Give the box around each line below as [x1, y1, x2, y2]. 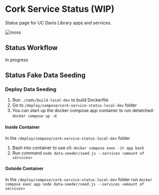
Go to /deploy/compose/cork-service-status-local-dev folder [12, 102, 137, 108]
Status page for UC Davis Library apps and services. [5, 20, 112, 26]
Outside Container [5, 165, 44, 171]
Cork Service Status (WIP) [5, 3, 115, 15]
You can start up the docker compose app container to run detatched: [12, 108, 154, 114]
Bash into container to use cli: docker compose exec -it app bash [12, 145, 144, 151]
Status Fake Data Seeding [5, 71, 86, 79]
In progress [5, 57, 29, 63]
